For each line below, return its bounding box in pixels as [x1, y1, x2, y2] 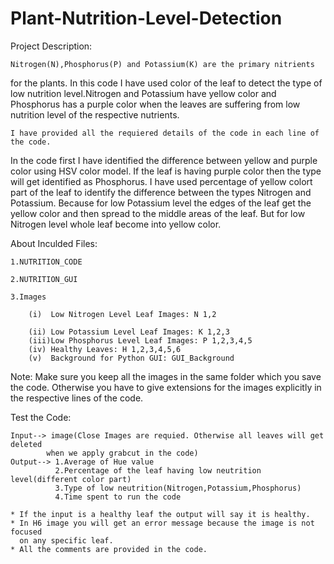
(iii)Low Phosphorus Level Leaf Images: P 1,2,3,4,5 [28, 335, 253, 346]
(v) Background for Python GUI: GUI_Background [28, 353, 235, 363]
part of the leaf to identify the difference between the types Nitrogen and [10, 186, 312, 198]
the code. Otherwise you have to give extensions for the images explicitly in [10, 381, 322, 393]
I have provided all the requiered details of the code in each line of [10, 128, 320, 138]
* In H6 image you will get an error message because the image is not [10, 518, 315, 528]
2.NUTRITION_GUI [10, 274, 78, 284]
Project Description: [10, 40, 93, 52]
